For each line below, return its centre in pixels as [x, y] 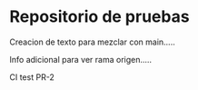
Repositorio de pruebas [99, 17]
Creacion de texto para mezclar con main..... [92, 42]
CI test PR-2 [32, 77]
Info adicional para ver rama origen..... [81, 59]
